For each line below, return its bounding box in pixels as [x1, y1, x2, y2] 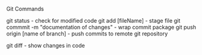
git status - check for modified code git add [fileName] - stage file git [6, 17, 181, 24]
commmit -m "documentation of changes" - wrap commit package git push [6, 24, 196, 31]
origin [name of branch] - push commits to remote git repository [6, 30, 168, 37]
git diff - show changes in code [6, 42, 86, 49]
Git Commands [6, 5, 44, 12]
